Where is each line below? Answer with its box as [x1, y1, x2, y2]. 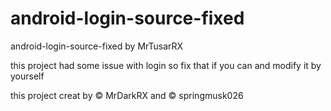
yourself [10, 70, 45, 82]
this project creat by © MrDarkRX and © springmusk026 [10, 89, 244, 101]
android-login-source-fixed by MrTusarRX [10, 40, 184, 52]
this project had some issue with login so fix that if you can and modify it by [10, 59, 322, 71]
